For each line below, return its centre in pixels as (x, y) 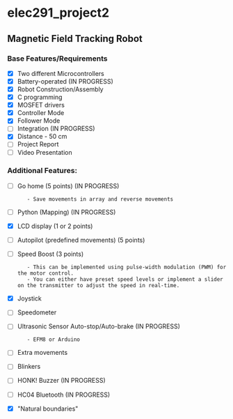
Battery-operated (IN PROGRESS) (65, 81)
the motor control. (46, 273)
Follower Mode (39, 121)
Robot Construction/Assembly (60, 89)
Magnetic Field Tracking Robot (75, 39)
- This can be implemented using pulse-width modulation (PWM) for (127, 267)
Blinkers (29, 367)
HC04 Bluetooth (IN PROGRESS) (64, 395)
